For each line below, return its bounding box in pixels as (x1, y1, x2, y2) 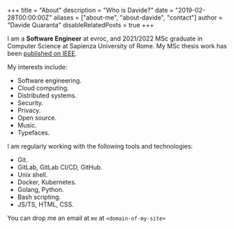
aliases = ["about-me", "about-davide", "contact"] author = (53, 13, 223, 22)
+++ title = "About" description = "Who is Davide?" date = (7, 6, 174, 14)
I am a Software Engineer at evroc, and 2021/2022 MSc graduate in (7, 34, 203, 43)
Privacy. (17, 106, 41, 114)
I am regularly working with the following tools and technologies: (7, 142, 193, 150)
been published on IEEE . (7, 49, 78, 57)
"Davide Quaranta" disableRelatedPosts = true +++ (7, 21, 154, 29)
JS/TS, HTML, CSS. (17, 200, 75, 209)
